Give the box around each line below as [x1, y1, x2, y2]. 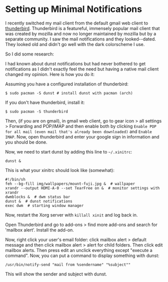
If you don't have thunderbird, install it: [5, 99, 85, 105]
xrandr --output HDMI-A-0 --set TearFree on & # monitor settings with [5, 185, 160, 190]
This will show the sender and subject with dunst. [5, 271, 107, 277]
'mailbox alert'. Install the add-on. [5, 226, 74, 233]
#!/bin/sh [5, 176, 26, 182]
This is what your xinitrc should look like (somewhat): [5, 167, 115, 173]
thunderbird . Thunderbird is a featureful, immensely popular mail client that [5, 25, 160, 31]
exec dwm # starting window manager [5, 203, 84, 208]
